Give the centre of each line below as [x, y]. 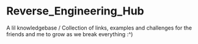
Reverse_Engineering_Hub [75, 11]
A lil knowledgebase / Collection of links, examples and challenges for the [99, 28]
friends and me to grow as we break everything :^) [70, 34]
